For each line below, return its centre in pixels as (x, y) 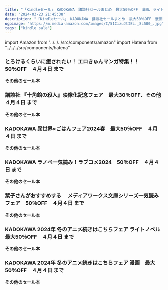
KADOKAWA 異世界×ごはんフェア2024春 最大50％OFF (74, 129)
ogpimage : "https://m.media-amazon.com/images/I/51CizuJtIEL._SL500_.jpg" (85, 24)
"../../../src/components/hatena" (38, 48)
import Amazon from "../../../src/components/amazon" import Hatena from (81, 42)
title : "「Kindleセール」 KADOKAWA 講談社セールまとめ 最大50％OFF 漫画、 (79, 10)
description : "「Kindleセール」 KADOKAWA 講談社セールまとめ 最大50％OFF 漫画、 (86, 19)
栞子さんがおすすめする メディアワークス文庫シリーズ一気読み (82, 196)
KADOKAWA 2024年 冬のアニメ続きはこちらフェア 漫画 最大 (80, 263)
